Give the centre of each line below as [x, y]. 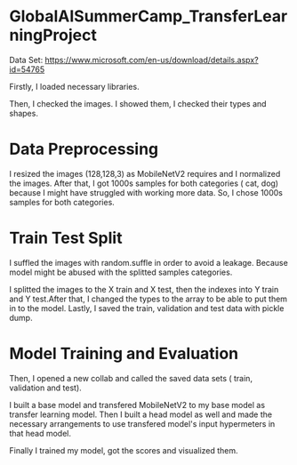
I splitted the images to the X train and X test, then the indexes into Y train [144, 289]
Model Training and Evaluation [124, 354]
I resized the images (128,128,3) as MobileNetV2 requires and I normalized [145, 173]
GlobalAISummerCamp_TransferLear [148, 16]
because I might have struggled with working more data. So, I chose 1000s [146, 192]
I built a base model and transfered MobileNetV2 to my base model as [137, 405]
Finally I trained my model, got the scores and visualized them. [124, 450]
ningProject [53, 35]
